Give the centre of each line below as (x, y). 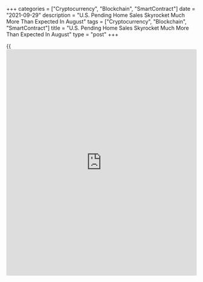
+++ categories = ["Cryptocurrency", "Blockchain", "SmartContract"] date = (101, 9)
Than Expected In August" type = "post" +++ (63, 34)
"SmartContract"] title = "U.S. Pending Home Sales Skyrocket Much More (98, 28)
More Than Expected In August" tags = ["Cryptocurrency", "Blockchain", (97, 21)
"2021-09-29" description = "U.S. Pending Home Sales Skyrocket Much (96, 15)
